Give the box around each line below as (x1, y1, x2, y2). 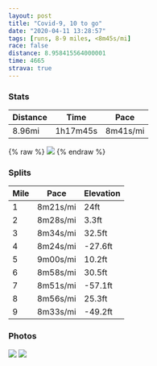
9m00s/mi (37, 254, 76, 265)
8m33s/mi (37, 306, 76, 318)
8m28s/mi (37, 214, 76, 226)
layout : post (8, 11, 52, 20)
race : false (8, 42, 48, 50)
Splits (8, 167, 31, 178)
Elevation (84, 188, 121, 199)
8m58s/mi (37, 267, 76, 278)
